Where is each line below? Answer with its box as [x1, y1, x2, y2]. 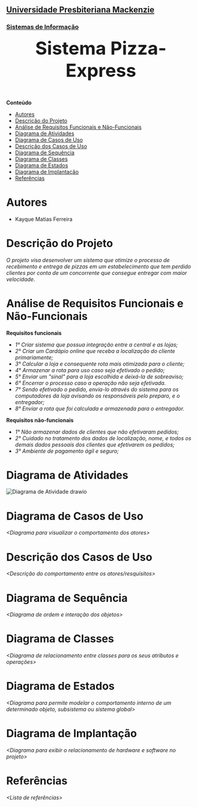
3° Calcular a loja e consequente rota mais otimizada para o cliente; [14, 360, 185, 367]
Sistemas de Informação [6, 23, 79, 31]
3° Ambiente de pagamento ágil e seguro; [14, 447, 119, 455]
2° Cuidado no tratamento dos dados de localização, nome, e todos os [14, 434, 192, 441]
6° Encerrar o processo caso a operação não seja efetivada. [14, 379, 166, 387]
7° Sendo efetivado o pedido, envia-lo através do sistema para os [14, 385, 179, 393]
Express [65, 58, 136, 82]
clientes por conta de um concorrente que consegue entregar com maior [6, 269, 187, 276]
